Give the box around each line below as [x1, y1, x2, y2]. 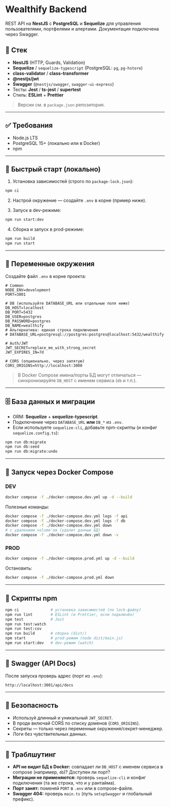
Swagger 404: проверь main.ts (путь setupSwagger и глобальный [12, 791, 152, 797]
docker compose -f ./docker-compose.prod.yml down [5, 575, 114, 580]
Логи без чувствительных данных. [12, 731, 88, 737]
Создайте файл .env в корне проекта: [5, 273, 86, 279]
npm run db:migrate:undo [5, 449, 58, 454]
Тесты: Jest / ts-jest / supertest [12, 86, 81, 92]
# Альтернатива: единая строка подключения [5, 327, 99, 332]
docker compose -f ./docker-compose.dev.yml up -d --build [5, 494, 133, 500]
